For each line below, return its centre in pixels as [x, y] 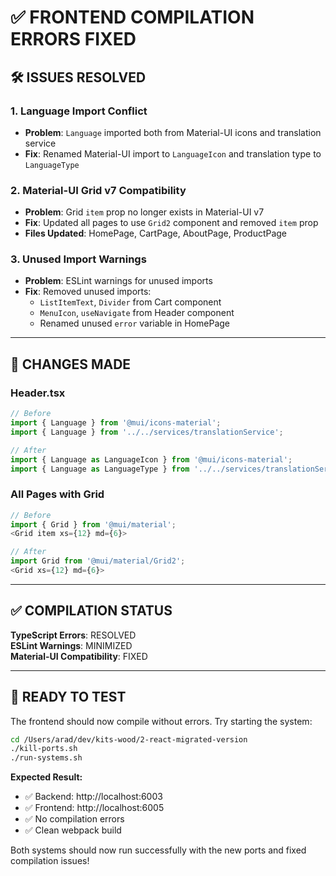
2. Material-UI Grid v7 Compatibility [98, 190]
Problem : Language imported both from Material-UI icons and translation [173, 132]
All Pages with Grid [57, 494]
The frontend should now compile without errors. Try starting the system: [161, 721]
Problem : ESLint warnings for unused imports [118, 281]
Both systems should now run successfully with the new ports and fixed [158, 850]
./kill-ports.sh [44, 749]
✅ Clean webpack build [73, 830]
